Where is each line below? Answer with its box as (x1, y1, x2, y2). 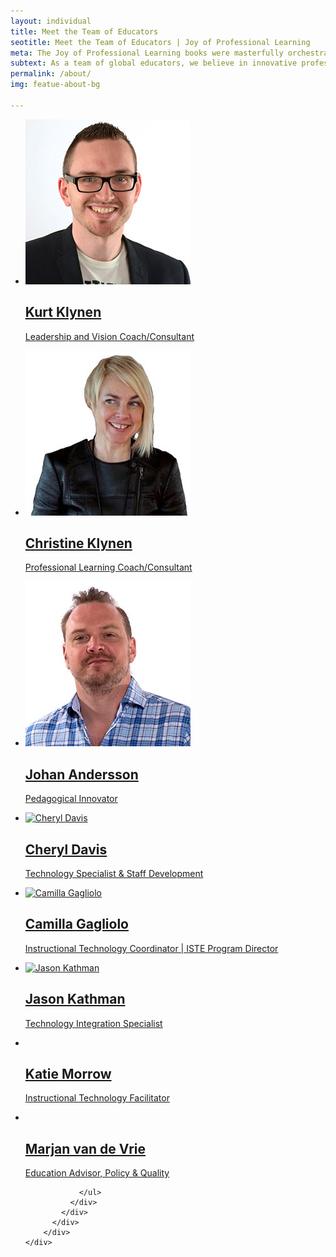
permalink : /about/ (10, 69, 92, 79)
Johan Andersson (24, 766, 139, 783)
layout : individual (10, 16, 92, 26)
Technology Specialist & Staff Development (24, 868, 204, 879)
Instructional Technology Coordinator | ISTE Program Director (24, 942, 279, 954)
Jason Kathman (24, 991, 126, 1008)
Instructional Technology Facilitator (24, 1092, 170, 1104)
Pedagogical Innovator (24, 793, 118, 805)
